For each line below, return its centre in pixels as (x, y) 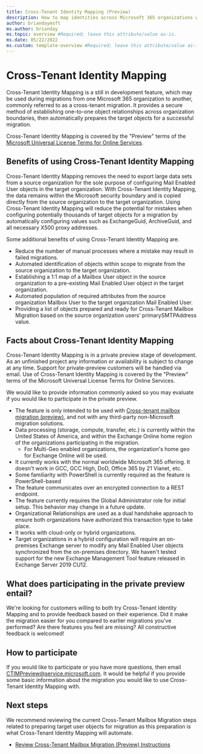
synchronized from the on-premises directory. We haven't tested (95, 552)
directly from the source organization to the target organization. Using (93, 202)
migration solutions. (40, 423)
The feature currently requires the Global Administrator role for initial (100, 501)
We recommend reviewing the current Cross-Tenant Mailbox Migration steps (101, 720)
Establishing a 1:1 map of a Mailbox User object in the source (90, 276)
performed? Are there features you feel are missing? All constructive (91, 627)
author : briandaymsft (34, 23)
